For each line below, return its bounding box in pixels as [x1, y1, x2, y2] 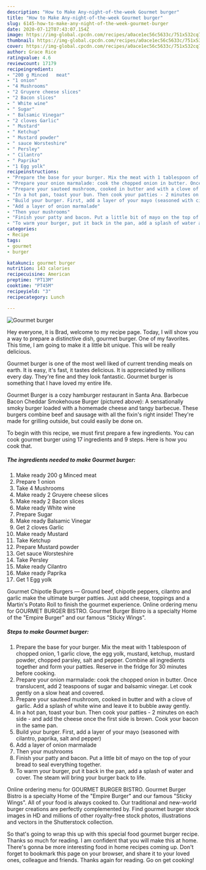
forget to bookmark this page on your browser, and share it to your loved [7, 850, 190, 857]
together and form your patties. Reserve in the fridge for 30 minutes [15, 663, 187, 670]
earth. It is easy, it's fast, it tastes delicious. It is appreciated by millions [7, 366, 186, 373]
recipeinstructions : [7, 169, 60, 175]
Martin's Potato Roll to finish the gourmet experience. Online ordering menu [7, 601, 197, 608]
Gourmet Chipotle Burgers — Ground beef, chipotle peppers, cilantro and [7, 588, 191, 596]
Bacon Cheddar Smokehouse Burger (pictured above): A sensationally [7, 397, 184, 405]
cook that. [7, 442, 32, 449]
